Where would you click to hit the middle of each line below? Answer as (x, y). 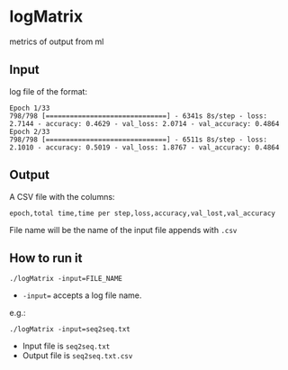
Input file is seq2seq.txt (66, 346)
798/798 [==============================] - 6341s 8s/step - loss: (139, 116)
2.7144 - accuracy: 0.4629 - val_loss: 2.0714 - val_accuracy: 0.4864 (144, 123)
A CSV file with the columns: (62, 196)
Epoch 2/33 (30, 131)
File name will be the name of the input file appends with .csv (123, 230)
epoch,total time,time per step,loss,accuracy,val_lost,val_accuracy (143, 213)
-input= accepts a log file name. (82, 295)
